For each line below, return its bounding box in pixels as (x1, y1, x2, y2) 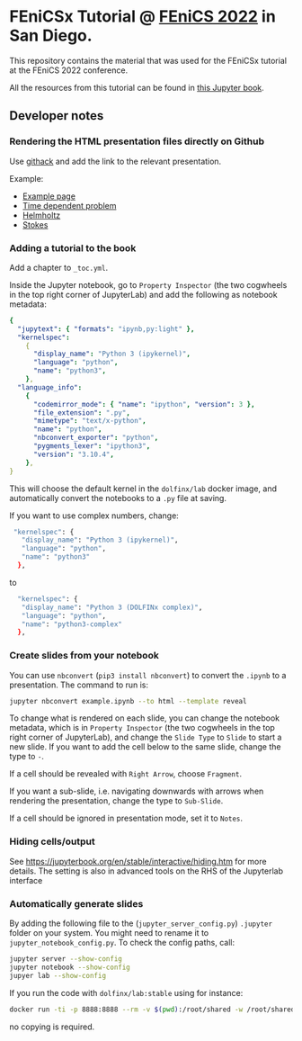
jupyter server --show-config (9, 955, 123, 964)
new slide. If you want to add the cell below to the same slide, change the (9, 741, 281, 752)
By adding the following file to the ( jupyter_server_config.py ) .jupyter (9, 918, 272, 929)
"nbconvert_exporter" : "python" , (32, 434, 159, 443)
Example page (22, 191, 76, 202)
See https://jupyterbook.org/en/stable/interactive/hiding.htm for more (9, 856, 267, 866)
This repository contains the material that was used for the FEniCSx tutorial (9, 55, 288, 66)
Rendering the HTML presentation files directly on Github (9, 135, 265, 148)
